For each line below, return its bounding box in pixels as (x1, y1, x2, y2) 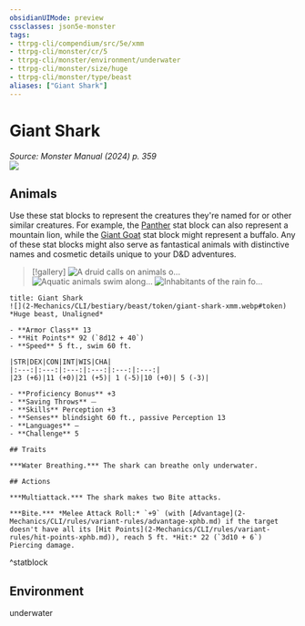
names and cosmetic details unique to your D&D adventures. (9, 249, 237, 260)
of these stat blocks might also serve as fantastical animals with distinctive (9, 239, 290, 251)
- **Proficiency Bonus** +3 (9, 389, 117, 399)
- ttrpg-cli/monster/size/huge (9, 65, 128, 74)
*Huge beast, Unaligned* (9, 310, 104, 319)
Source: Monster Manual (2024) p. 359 (9, 150, 157, 161)
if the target (225, 517, 280, 527)
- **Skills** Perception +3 (9, 405, 117, 415)
